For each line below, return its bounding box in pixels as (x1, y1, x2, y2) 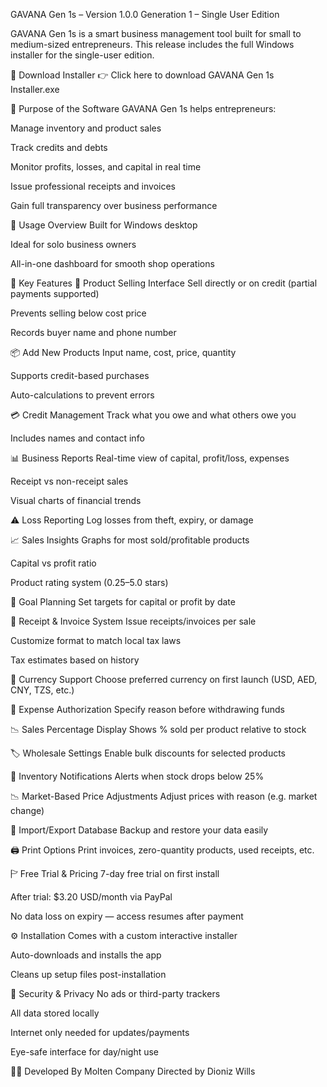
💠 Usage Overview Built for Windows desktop (10, 219, 198, 231)
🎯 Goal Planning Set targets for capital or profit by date (10, 596, 236, 608)
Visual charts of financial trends (10, 495, 142, 506)
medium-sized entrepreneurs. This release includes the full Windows (10, 39, 295, 50)
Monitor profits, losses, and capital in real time (10, 161, 202, 173)
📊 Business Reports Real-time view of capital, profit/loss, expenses (10, 452, 290, 464)
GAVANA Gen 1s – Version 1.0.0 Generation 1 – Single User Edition (10, 9, 280, 20)
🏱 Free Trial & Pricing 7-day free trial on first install (10, 868, 220, 879)
